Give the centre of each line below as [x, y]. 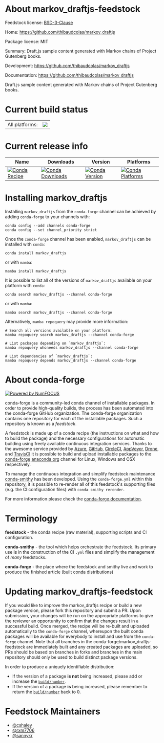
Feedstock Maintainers [53, 711]
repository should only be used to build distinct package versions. [71, 657]
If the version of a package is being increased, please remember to [80, 686]
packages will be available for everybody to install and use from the [73, 636]
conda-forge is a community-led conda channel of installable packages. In [80, 403]
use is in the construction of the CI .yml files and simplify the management [80, 552]
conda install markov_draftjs [36, 253]
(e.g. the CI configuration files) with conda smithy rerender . [65, 489]
